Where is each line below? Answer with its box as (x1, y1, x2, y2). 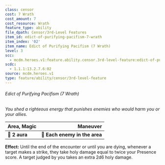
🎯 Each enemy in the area (41, 131, 102, 138)
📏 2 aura (7, 131, 28, 138)
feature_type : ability (5, 26, 52, 30)
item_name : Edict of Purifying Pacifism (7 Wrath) (5, 44, 111, 49)
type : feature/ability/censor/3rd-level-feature (5, 76, 107, 81)
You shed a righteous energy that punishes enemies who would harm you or (5, 106, 160, 112)
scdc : (5, 62, 16, 67)
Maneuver (78, 123, 102, 130)
